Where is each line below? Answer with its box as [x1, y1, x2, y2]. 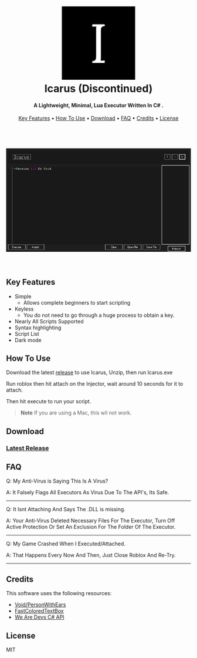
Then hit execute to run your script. [6, 398, 91, 405]
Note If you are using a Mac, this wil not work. [20, 409, 132, 416]
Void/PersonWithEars [14, 601, 66, 608]
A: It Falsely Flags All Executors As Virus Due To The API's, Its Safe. [6, 489, 169, 496]
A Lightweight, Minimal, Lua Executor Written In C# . [33, 102, 164, 109]
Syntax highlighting [14, 324, 62, 331]
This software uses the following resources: [6, 590, 112, 597]
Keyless [14, 305, 34, 312]
